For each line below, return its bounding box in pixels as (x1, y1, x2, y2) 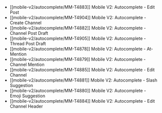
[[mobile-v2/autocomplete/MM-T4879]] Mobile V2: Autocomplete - (9, 56, 146, 62)
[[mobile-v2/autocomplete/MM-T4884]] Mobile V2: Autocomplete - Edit (9, 98, 155, 104)
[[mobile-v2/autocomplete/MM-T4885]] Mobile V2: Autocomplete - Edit (9, 67, 155, 73)
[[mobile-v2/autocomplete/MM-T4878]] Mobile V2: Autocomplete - (9, 46, 146, 52)
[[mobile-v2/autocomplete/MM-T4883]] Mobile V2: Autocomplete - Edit (9, 4, 155, 10)
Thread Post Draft (9, 41, 46, 46)
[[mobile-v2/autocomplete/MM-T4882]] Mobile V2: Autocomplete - (9, 25, 146, 31)
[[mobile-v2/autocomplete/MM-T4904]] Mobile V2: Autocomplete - (9, 15, 146, 20)
